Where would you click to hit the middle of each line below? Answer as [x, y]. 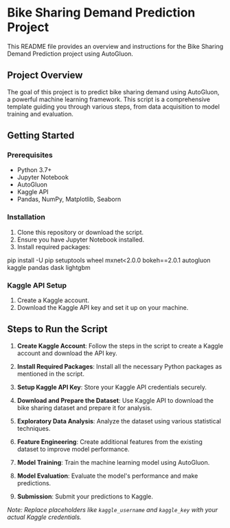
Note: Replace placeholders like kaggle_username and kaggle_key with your [113, 509]
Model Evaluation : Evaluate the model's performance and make [107, 476]
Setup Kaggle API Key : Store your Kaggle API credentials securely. [112, 387]
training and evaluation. [40, 114]
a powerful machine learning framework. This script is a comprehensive [109, 99]
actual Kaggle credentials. [44, 517]
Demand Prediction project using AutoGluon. [70, 54]
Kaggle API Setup [37, 285]
